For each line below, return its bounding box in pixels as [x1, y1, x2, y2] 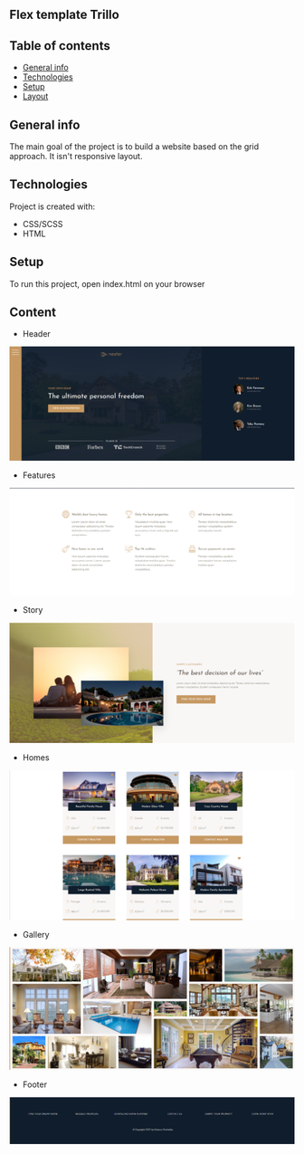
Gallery [22, 929, 50, 939]
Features [22, 470, 56, 481]
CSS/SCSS [22, 218, 63, 229]
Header [22, 329, 52, 339]
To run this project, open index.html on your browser [9, 278, 205, 289]
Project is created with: [9, 201, 96, 212]
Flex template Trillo [9, 7, 119, 23]
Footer [22, 1079, 48, 1090]
